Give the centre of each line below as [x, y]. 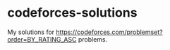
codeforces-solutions [72, 13]
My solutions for [31, 32]
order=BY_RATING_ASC [42, 39]
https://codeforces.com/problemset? [110, 32]
